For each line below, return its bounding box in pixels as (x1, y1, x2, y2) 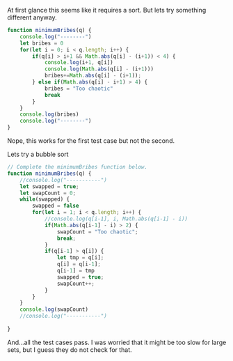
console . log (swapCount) (19, 306, 89, 313)
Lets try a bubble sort (7, 150, 69, 158)
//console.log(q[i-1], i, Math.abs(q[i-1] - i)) (44, 215, 188, 222)
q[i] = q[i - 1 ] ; (56, 261, 101, 268)
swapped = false (32, 202, 79, 210)
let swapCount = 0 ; (19, 190, 77, 197)
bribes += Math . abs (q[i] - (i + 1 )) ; (44, 72, 141, 79)
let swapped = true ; (19, 183, 79, 190)
